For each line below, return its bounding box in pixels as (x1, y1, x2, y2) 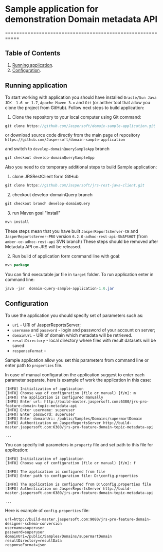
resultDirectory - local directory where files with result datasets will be (12, 337, 156, 343)
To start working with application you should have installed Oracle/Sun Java (5, 94, 157, 100)
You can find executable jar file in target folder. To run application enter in (5, 271, 154, 277)
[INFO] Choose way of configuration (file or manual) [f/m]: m (5, 390, 136, 395)
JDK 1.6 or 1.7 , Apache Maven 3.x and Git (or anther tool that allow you (5, 99, 151, 105)
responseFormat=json (5, 542, 47, 547)
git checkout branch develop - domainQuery (5, 201, 91, 206)
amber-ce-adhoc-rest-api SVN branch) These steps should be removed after (5, 239, 159, 244)
